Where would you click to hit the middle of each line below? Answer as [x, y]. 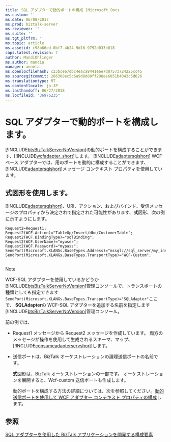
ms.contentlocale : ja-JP [32, 86]
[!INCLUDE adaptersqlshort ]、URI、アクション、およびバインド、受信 [77, 206]
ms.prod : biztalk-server [32, 24]
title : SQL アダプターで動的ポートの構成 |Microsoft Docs [63, 10]
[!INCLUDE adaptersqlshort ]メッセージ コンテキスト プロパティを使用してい [84, 169]
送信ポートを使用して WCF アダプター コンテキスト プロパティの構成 [85, 397]
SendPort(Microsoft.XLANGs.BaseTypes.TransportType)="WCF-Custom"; [78, 255]
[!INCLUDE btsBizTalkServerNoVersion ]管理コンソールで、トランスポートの [83, 286]
